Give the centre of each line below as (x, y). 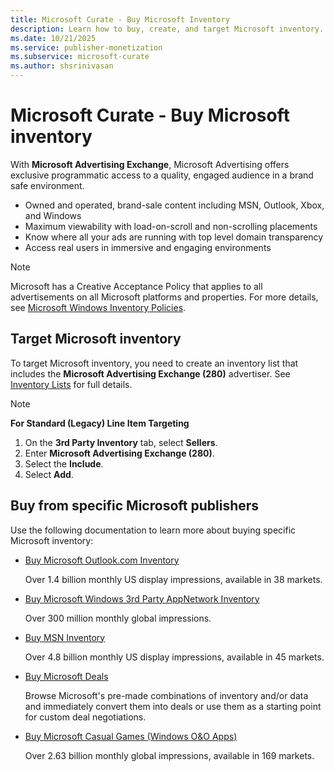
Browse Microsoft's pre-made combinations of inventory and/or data (166, 695)
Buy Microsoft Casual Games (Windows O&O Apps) (131, 736)
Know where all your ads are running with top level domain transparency (174, 237)
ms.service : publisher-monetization (86, 47)
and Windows (53, 215)
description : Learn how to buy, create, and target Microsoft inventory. (167, 29)
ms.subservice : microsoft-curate (80, 57)
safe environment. (47, 185)
